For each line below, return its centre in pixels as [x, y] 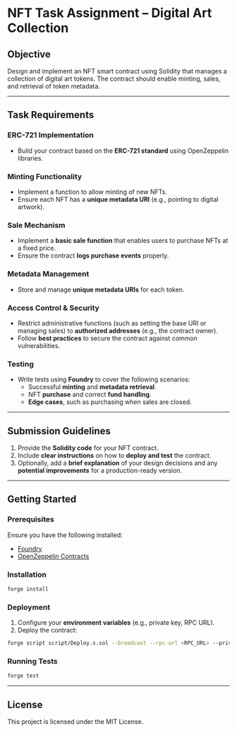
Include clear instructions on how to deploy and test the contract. [114, 455]
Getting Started [42, 499]
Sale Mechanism [36, 225]
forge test [23, 676]
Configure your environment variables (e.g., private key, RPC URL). [116, 623]
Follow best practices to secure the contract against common [107, 338]
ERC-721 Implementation [50, 135]
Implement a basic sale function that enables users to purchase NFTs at [123, 241]
